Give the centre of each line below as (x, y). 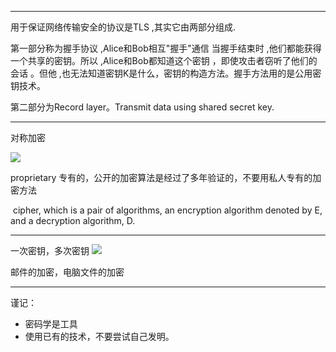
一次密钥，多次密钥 (50, 250)
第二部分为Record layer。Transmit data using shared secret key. (142, 107)
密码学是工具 (51, 324)
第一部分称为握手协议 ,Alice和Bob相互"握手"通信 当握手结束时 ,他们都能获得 (166, 48)
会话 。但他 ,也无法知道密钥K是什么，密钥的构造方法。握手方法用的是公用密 (166, 73)
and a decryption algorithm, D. (73, 220)
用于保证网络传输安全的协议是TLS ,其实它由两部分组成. (123, 27)
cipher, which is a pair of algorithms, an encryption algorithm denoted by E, (167, 210)
